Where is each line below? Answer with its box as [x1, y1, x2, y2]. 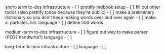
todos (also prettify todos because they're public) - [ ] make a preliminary [5, 9, 155, 15]
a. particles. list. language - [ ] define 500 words [5, 19, 104, 25]
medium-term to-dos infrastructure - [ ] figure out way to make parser [5, 29, 148, 35]
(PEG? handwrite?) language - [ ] [5, 34, 72, 40]
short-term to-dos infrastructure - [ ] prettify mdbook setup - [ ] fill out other [5, 4, 161, 10]
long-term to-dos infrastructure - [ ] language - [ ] [5, 44, 107, 49]
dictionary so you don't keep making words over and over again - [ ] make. [5, 15, 157, 20]
